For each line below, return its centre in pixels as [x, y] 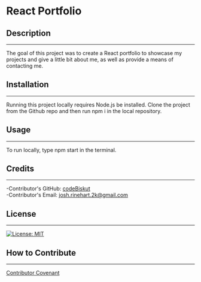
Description [28, 33]
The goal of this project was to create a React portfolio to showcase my [94, 53]
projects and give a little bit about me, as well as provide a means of [90, 59]
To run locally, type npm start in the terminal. [61, 150]
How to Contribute [41, 253]
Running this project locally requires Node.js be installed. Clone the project [98, 104]
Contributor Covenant [33, 273]
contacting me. [25, 66]
